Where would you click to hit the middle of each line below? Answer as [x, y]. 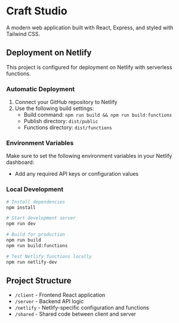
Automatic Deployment [41, 89]
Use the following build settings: [54, 108]
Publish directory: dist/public [61, 121]
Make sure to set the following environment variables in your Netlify [89, 156]
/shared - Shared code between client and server [75, 314]
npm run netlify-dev [32, 262]
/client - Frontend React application [60, 295]
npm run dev [21, 224]
